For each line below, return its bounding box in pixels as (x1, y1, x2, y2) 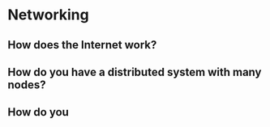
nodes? (7, 78, 46, 91)
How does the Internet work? (7, 38, 157, 52)
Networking (7, 6, 90, 24)
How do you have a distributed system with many (7, 65, 262, 78)
